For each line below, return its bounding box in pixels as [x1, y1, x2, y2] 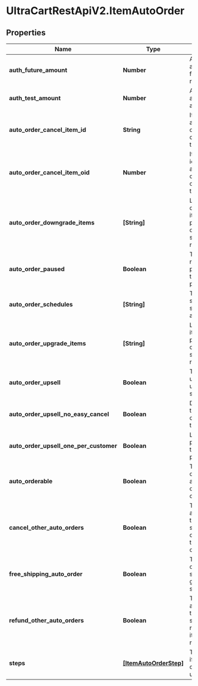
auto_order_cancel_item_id [9, 126, 87, 134]
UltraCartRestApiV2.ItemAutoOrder [6, 4, 184, 18]
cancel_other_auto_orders [9, 523, 84, 532]
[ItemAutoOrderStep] [123, 659, 184, 667]
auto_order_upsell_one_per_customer [9, 442, 117, 450]
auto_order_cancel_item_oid [9, 169, 90, 176]
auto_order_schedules [9, 301, 73, 308]
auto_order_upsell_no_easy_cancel [9, 410, 110, 418]
